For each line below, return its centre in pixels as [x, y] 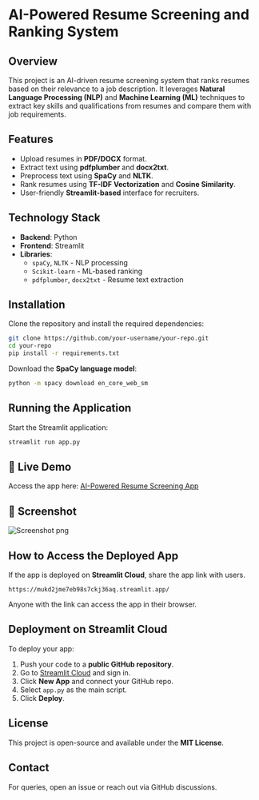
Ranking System [64, 32]
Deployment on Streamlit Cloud [88, 629]
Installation [37, 305]
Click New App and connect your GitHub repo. [97, 681]
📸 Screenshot [43, 511]
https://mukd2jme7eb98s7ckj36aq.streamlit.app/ [89, 590]
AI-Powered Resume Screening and [129, 15]
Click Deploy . [42, 698]
